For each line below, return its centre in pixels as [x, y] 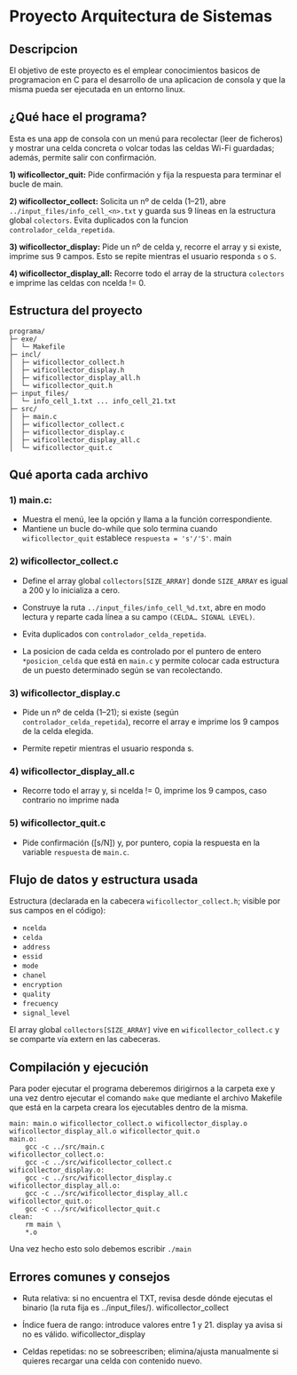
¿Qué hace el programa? [78, 117]
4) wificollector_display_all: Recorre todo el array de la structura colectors [147, 273]
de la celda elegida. [58, 731]
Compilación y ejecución [79, 1067]
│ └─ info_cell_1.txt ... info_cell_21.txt [93, 401]
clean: [21, 1217]
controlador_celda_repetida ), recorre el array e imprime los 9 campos [150, 722]
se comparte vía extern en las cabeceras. [85, 1039]
